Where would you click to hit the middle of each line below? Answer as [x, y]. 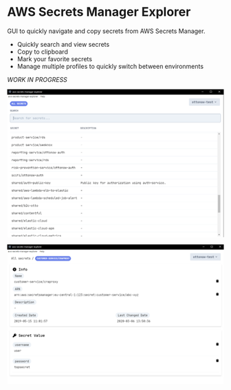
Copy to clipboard [43, 52]
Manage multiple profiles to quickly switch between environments [110, 66]
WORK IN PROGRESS [37, 79]
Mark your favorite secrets [55, 58]
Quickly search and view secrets [63, 44]
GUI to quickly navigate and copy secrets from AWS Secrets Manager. [106, 31]
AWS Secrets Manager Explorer [99, 12]
